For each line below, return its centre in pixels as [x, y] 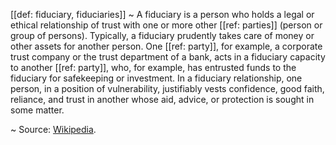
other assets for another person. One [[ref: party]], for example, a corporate [166, 46]
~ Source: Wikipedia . [53, 129]
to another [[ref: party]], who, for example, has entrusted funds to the [153, 67]
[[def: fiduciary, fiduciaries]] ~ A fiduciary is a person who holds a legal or [162, 14]
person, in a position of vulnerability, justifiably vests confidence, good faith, [167, 88]
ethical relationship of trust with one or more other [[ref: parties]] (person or [166, 25]
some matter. [37, 110]
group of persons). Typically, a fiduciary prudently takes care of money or [162, 35]
